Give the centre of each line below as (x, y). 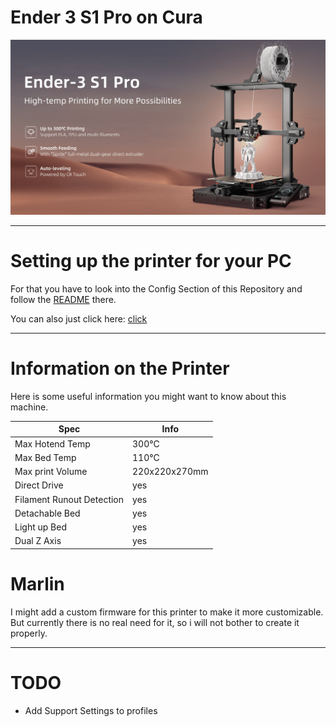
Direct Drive (39, 485)
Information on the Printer (120, 368)
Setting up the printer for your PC (151, 261)
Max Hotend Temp (52, 443)
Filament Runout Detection (69, 499)
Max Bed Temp (45, 457)
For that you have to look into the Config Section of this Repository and (156, 288)
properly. (29, 633)
